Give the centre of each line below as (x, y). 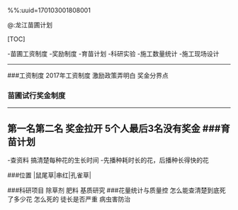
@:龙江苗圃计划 (30, 25)
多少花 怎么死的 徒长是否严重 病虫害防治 (72, 199)
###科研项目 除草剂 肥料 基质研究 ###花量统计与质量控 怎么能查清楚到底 (113, 190)
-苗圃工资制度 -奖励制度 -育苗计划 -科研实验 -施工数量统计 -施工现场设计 (113, 54)
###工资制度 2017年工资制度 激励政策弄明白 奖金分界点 (88, 75)
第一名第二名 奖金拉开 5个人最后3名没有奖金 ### (114, 128)
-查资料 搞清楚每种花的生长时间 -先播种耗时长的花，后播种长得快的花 (108, 160)
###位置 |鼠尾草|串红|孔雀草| (50, 175)
